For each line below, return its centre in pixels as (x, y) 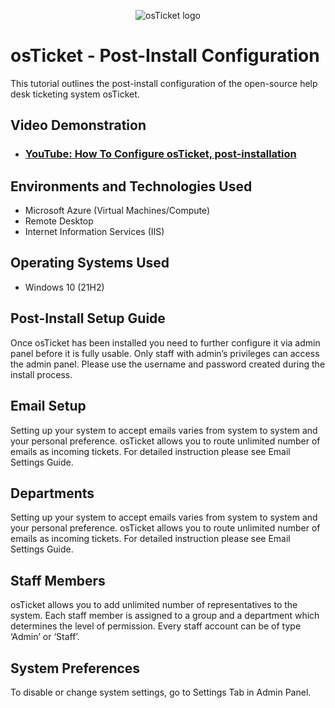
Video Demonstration (78, 125)
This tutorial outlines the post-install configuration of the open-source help (164, 83)
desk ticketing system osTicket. (75, 94)
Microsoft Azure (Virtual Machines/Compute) (117, 211)
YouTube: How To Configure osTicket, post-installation (160, 154)
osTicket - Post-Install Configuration (165, 56)
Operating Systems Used (90, 263)
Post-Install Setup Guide (88, 318)
